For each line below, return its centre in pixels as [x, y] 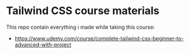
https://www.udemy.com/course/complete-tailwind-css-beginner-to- [99, 38]
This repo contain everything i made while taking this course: [80, 27]
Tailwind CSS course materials [83, 11]
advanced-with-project [43, 45]
